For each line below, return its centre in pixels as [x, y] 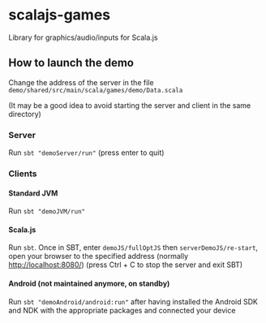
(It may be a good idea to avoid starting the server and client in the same [130, 105]
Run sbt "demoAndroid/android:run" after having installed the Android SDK [133, 301]
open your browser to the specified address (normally [99, 256]
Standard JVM [33, 193]
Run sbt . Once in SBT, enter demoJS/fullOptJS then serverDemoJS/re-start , [133, 248]
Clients [23, 174]
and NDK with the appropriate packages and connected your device [122, 310]
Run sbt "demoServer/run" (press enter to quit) [86, 153]
